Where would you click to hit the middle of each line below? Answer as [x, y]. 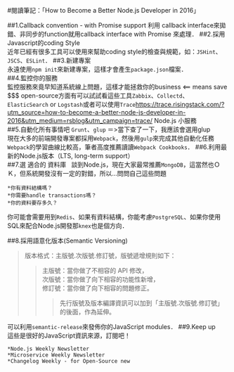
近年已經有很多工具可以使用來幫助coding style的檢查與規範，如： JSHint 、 [115, 52]
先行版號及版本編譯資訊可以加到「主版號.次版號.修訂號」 [141, 303]
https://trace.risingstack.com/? [180, 104]
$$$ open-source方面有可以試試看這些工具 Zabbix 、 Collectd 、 [98, 96]
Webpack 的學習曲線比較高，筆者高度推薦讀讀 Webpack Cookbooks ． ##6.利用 [114, 147]
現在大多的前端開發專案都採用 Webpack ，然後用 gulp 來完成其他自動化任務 [111, 138]
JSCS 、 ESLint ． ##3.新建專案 [49, 60]
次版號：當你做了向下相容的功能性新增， [100, 279]
